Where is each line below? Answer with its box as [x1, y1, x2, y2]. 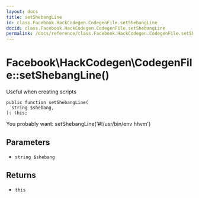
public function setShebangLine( [6, 100, 89, 106]
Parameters [6, 137, 50, 148]
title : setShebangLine [6, 14, 62, 20]
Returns [6, 170, 37, 180]
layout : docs [6, 8, 38, 15]
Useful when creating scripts [6, 88, 77, 95]
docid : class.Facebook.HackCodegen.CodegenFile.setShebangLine [6, 25, 166, 31]
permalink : [6, 31, 33, 37]
